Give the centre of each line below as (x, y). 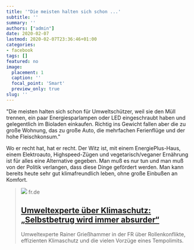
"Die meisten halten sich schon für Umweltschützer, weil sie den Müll (91, 111)
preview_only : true (36, 89)
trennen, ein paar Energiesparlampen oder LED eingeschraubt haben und (96, 118)
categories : (21, 45)
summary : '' (21, 23)
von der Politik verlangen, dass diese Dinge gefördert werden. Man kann (95, 167)
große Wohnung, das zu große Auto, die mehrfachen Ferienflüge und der (96, 130)
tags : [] (17, 56)
